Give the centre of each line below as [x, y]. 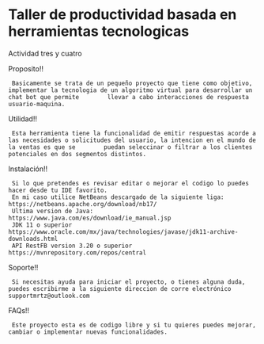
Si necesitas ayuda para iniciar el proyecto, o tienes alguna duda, [128, 282]
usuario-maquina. [37, 104]
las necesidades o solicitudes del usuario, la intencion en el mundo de [132, 140]
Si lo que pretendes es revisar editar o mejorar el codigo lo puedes [130, 183]
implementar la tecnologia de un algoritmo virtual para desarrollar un [130, 90]
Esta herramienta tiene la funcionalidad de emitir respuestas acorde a [134, 133]
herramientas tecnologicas [99, 31]
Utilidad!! [23, 118]
